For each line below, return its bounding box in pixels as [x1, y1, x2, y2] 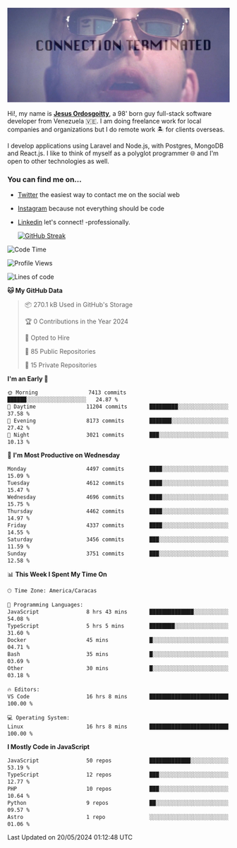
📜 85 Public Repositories [24, 347, 97, 356]
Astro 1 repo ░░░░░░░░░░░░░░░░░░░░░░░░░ [7, 813, 229, 821]
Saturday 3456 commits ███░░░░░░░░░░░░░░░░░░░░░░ [7, 536, 229, 544]
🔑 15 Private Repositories [24, 361, 97, 369]
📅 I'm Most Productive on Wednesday [7, 451, 120, 460]
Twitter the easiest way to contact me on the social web [17, 191, 180, 199]
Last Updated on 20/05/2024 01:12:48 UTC [7, 833, 133, 842]
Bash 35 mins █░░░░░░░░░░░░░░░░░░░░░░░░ [7, 651, 229, 658]
